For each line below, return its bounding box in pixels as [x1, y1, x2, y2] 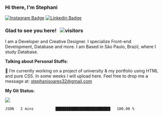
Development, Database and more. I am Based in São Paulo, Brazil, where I [5, 44, 156, 49]
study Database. [5, 48, 38, 55]
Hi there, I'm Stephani [5, 4, 58, 11]
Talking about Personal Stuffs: [5, 58, 68, 64]
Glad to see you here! [5, 27, 57, 34]
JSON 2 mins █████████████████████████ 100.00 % [5, 106, 135, 111]
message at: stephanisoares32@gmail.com [5, 78, 92, 84]
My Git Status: [5, 88, 35, 93]
